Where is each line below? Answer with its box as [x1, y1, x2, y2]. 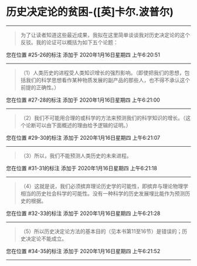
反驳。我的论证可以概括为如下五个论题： [20, 39, 118, 46]
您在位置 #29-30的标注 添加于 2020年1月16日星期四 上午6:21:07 [6, 134, 160, 141]
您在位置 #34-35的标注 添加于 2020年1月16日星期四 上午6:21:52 [6, 247, 161, 254]
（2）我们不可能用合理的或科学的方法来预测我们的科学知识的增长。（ [20, 114, 186, 121]
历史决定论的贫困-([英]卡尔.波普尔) [6, 5, 174, 19]
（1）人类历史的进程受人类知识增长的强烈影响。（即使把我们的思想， [20, 69, 185, 76]
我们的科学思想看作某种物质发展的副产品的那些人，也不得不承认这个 [25, 76, 191, 83]
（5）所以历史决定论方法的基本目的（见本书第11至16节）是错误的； [20, 227, 182, 235]
